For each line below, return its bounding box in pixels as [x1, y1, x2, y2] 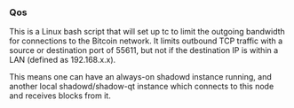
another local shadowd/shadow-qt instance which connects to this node [9, 81, 274, 92]
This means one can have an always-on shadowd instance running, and [9, 72, 273, 82]
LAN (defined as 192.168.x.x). [9, 55, 116, 66]
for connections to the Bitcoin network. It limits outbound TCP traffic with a [9, 35, 283, 46]
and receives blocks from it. [9, 90, 111, 101]
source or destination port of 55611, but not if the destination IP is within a [9, 45, 279, 56]
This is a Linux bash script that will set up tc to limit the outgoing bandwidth [9, 27, 286, 37]
